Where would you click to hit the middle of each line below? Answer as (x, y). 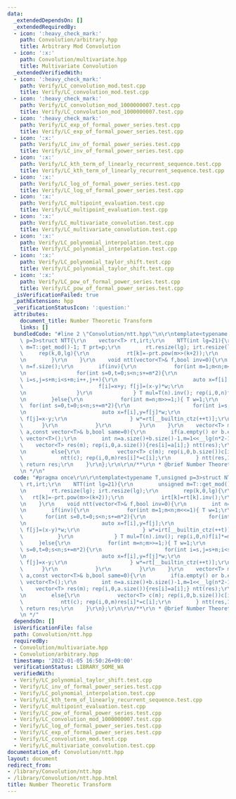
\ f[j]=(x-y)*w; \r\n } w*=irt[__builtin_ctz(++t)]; (127, 530)
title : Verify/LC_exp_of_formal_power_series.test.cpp (102, 131)
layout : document (33, 759)
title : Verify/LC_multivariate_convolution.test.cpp (99, 229)
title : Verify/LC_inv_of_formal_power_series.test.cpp (102, 151)
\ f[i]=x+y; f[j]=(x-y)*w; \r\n (102, 386)
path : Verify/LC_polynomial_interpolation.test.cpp (97, 242)
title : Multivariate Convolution (69, 66)
